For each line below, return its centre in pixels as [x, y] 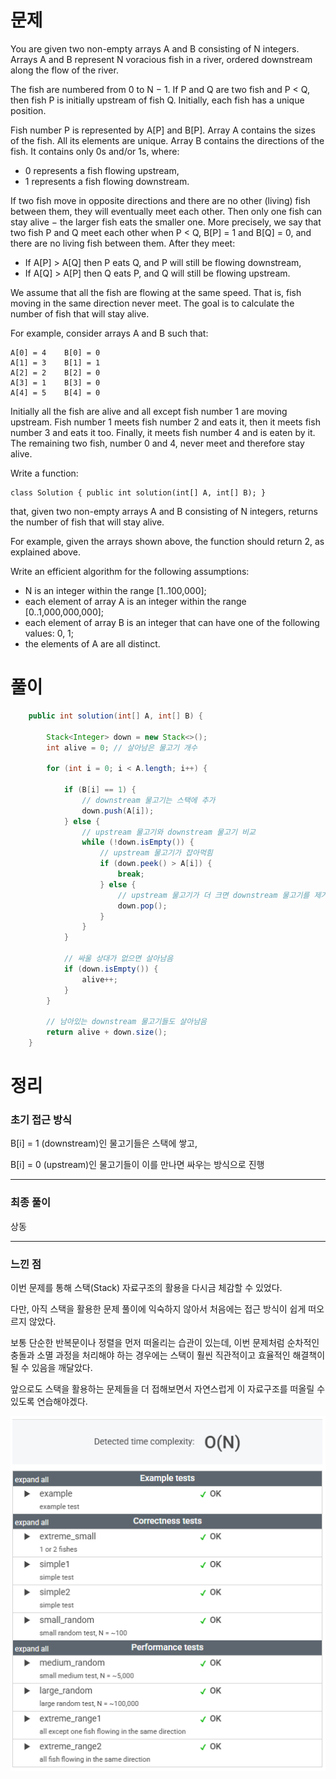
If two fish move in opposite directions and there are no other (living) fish [160, 200]
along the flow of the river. [64, 70]
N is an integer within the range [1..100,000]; [115, 590]
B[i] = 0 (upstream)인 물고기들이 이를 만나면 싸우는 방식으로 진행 [137, 1165]
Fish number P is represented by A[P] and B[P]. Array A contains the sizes [163, 130]
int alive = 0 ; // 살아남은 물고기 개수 [122, 747]
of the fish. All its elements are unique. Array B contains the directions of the [167, 140]
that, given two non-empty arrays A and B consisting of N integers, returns [164, 511]
